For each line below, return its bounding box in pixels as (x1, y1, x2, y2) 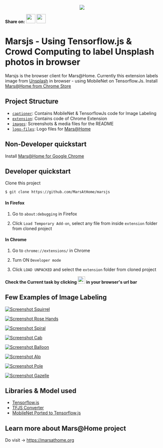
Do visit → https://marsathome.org (5, 437, 75, 443)
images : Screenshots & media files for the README (12, 120, 114, 127)
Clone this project (5, 180, 41, 186)
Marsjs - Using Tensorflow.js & (5, 36, 132, 47)
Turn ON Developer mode (12, 257, 61, 263)
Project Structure (5, 97, 59, 106)
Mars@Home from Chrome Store (5, 83, 71, 89)
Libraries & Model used (5, 386, 77, 395)
